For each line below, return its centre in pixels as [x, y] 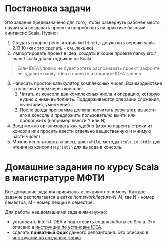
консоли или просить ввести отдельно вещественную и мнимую [82, 131]
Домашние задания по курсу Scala [82, 167]
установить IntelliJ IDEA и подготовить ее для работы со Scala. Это [84, 221]
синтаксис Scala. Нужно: [32, 33]
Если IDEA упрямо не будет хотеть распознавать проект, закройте [88, 68]
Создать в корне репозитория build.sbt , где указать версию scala [83, 42]
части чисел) [26, 136]
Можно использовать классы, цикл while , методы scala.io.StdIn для [86, 141]
